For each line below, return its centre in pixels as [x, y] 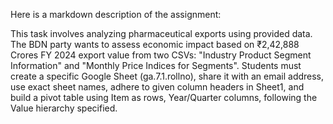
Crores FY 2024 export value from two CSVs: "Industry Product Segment [161, 55]
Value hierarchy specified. [64, 108]
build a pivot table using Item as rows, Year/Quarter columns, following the [164, 97]
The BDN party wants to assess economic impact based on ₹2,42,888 [155, 44]
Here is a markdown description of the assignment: [116, 14]
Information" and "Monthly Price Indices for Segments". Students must [156, 65]
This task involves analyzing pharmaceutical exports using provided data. [161, 33]
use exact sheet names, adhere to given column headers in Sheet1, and [157, 87]
